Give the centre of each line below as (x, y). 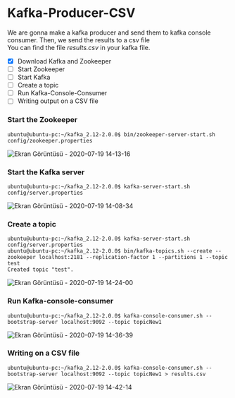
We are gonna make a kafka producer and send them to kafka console (109, 32)
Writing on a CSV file (44, 353)
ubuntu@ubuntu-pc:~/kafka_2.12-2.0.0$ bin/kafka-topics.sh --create (110, 251)
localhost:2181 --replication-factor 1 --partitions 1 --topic (133, 258)
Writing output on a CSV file (58, 101)
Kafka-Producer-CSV (71, 13)
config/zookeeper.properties (50, 140)
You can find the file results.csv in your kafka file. (79, 47)
